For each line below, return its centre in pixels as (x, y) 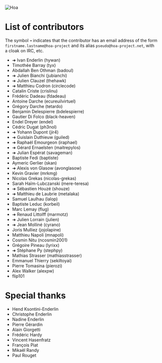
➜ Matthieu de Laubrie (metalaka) (46, 194)
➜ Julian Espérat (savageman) (42, 152)
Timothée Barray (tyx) (34, 65)
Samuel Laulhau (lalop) (35, 199)
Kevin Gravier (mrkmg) (35, 173)
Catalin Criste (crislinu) (35, 91)
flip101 (18, 276)
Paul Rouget (24, 355)
